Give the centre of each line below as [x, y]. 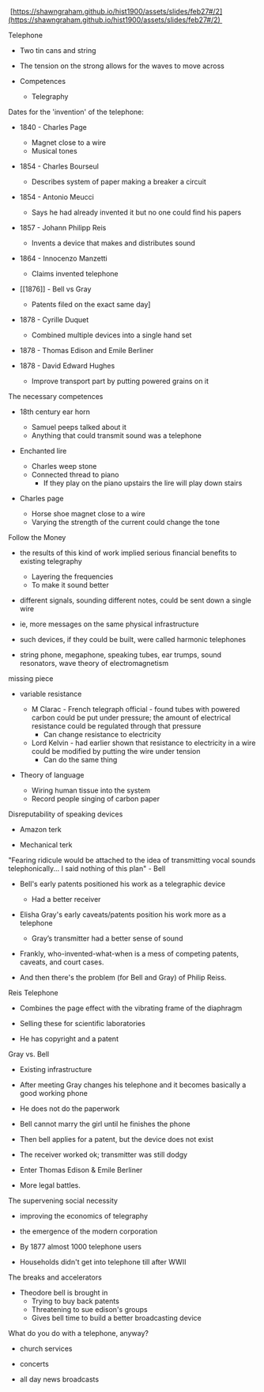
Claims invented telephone [75, 274]
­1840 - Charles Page [53, 127]
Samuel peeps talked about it [79, 427]
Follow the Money [37, 537]
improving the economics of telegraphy [84, 1216]
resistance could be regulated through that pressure [116, 726]
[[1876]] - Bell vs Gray [55, 289]
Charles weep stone [64, 466]
